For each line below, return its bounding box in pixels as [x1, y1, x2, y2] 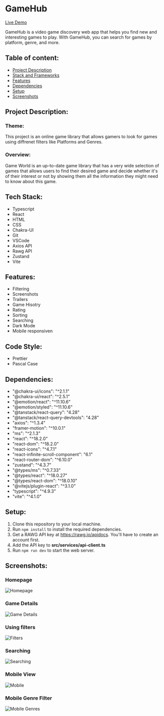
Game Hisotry [12, 302, 41, 307]
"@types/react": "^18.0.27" [12, 472, 68, 478]
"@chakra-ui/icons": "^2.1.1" [12, 388, 70, 394]
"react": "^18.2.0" [12, 435, 48, 441]
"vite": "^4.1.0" [12, 493, 42, 499]
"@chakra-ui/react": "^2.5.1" [12, 393, 70, 399]
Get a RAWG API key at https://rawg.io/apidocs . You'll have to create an [12, 531, 159, 537]
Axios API [12, 243, 32, 249]
